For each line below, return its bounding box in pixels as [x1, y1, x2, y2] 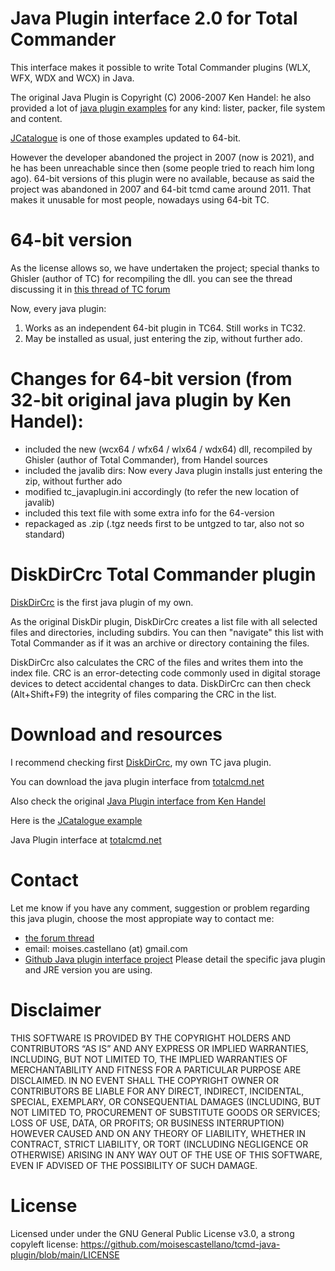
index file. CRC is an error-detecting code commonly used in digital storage [10, 667, 322, 679]
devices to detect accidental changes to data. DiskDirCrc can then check [10, 677, 312, 689]
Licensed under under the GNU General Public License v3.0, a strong [10, 1227, 295, 1239]
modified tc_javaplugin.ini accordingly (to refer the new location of [24, 485, 300, 497]
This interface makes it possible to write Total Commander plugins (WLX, [10, 61, 311, 73]
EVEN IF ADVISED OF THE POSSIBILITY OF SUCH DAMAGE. [10, 1159, 258, 1171]
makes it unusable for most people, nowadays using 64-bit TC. [10, 193, 270, 206]
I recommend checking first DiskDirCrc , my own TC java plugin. [10, 756, 272, 768]
